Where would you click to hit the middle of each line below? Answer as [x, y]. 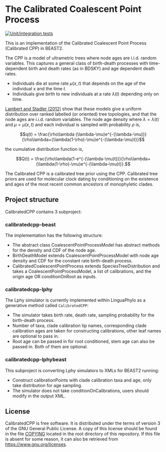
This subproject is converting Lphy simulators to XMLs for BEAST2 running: [82, 370]
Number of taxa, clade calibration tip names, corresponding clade [80, 325]
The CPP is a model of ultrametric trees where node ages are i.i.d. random [81, 58]
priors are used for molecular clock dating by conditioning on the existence [82, 179]
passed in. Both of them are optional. [50, 347]
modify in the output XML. [39, 396]
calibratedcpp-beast [30, 224]
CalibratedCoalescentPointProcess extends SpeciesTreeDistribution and [86, 266]
